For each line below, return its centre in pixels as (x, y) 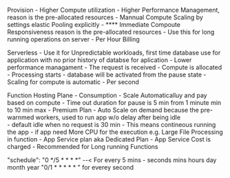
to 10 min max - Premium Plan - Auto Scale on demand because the (103, 110)
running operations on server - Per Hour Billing (73, 39)
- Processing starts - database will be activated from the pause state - (107, 75)
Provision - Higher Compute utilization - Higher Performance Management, (114, 10)
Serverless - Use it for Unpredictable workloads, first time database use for (114, 52)
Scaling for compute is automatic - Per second (73, 82)
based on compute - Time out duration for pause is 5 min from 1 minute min (114, 102)
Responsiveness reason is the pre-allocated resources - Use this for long (111, 32)
